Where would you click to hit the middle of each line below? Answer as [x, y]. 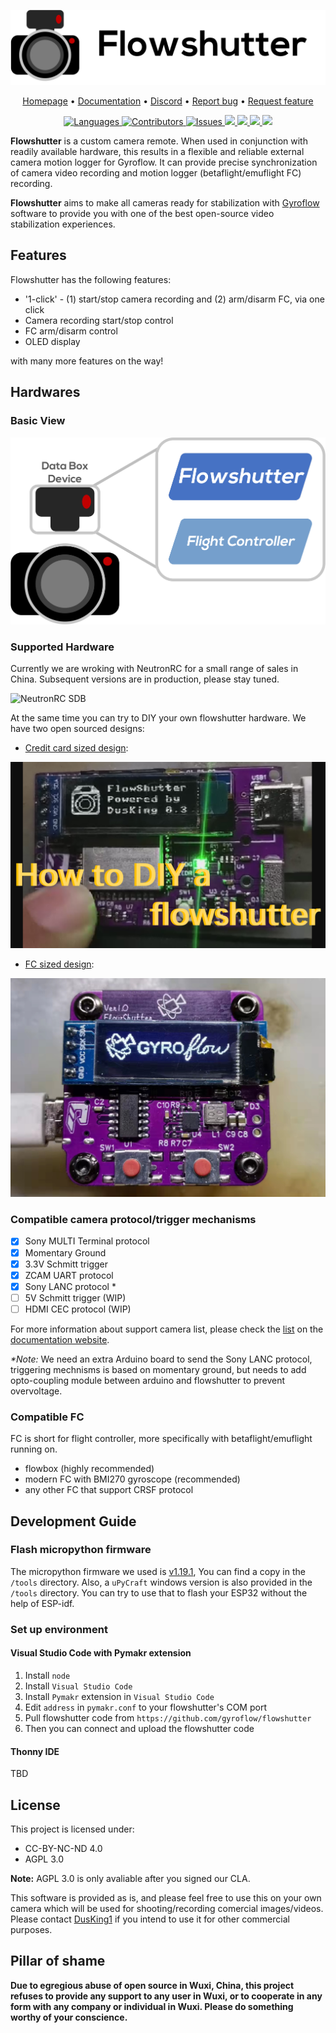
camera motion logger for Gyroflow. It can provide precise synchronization [164, 162]
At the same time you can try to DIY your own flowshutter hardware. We [158, 717]
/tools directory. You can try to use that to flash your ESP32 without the [159, 1592]
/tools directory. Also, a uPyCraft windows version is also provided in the [161, 1582]
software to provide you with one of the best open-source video [142, 214]
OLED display [52, 341]
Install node [47, 1675]
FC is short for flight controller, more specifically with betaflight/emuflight [161, 1439]
